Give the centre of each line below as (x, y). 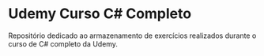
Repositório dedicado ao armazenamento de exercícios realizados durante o (132, 35)
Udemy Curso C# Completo (100, 14)
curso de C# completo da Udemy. (63, 43)
